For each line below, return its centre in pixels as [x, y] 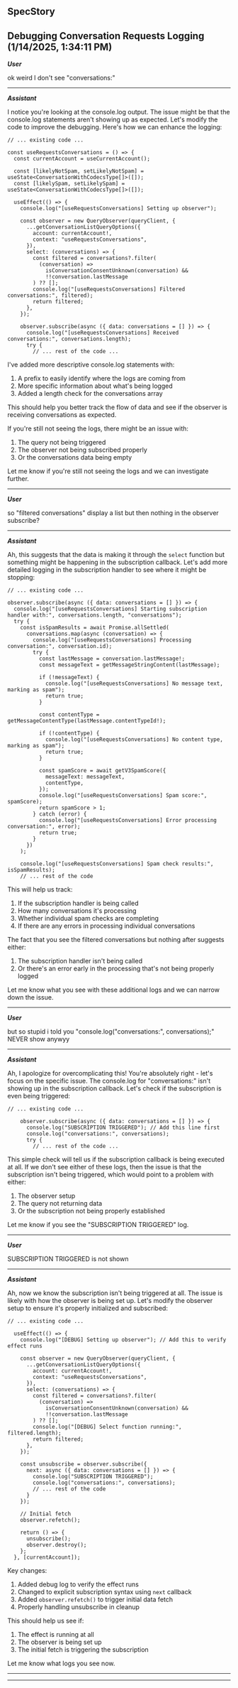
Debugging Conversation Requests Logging [106, 36]
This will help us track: [40, 889]
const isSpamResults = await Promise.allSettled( [95, 628]
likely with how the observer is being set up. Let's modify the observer [110, 1301]
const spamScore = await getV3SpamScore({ [102, 771]
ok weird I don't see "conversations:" [61, 78]
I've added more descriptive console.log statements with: [91, 364]
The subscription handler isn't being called [80, 961]
